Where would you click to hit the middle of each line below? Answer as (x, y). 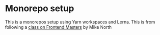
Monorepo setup (40, 9)
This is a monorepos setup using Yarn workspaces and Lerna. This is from (80, 22)
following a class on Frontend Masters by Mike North (58, 27)
